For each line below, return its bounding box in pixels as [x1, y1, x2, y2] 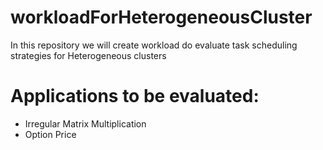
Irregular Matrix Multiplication [24, 117, 147, 130]
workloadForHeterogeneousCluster [10, 6, 313, 29]
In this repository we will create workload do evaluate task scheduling [10, 39, 298, 51]
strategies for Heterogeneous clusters [10, 49, 167, 61]
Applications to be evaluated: [10, 85, 260, 108]
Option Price [24, 128, 77, 140]
